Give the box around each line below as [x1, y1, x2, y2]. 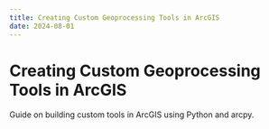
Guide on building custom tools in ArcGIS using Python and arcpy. [9, 109, 255, 120]
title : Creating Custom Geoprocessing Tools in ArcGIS [9, 13, 220, 23]
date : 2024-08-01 [9, 22, 75, 31]
